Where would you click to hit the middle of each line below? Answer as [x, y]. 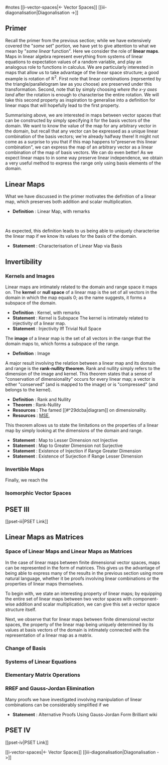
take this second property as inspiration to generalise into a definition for [80, 100]
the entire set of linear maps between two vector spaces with [68, 598]
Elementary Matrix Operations [43, 675]
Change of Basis [26, 648]
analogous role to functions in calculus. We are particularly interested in [79, 67]
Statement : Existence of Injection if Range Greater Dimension [77, 450]
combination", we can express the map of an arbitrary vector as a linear [79, 147]
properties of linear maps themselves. [44, 583]
